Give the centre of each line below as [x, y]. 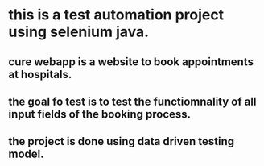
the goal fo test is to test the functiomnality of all [132, 101]
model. [26, 154]
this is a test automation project [116, 15]
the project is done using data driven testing [122, 141]
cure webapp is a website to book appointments [131, 62]
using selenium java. [79, 32]
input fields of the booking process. [100, 114]
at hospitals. [40, 74]
